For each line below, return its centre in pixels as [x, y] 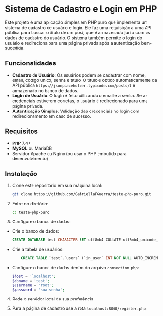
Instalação [21, 174]
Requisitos [21, 132]
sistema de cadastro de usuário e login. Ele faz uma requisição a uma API [78, 27]
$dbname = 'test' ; [31, 281]
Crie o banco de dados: [35, 231]
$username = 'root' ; [33, 285]
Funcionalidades [31, 63]
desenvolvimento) [30, 158]
